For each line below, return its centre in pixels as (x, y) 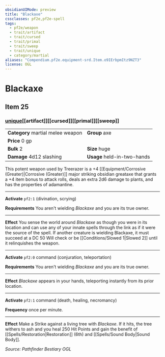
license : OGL (18, 64)
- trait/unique (25, 51)
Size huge (98, 149)
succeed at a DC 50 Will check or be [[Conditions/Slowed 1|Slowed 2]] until (82, 238)
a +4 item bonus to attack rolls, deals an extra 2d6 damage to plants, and (79, 179)
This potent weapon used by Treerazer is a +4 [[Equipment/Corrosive (75, 169)
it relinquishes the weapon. (32, 243)
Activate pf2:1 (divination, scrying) (41, 199)
